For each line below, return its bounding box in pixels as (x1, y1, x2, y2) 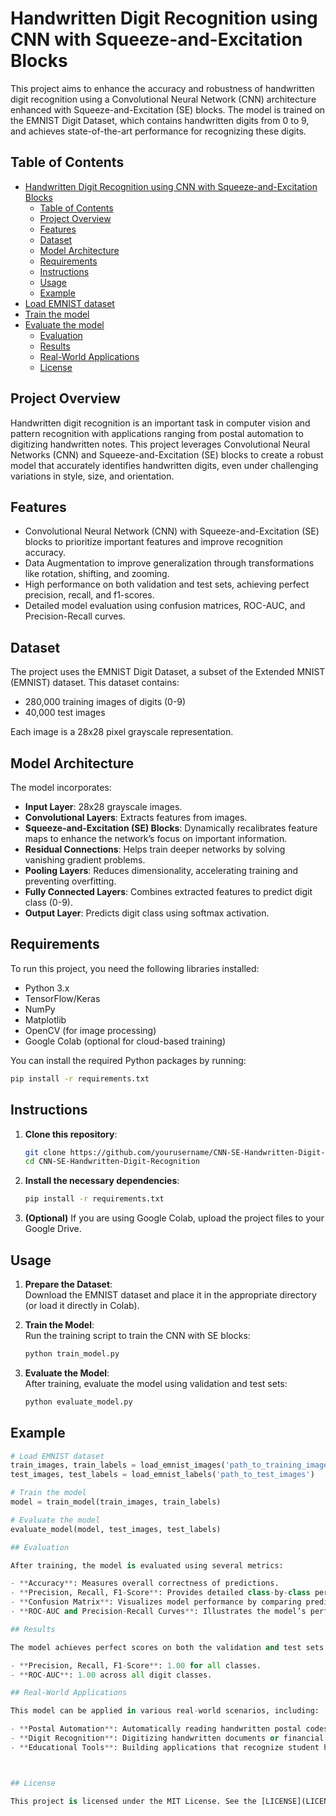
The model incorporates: (10, 782, 112, 793)
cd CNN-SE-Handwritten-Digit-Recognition (24, 1157, 200, 1167)
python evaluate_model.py (24, 1397, 133, 1407)
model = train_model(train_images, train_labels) (10, 1497, 222, 1507)
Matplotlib (24, 1013, 67, 1026)
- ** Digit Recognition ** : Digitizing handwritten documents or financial (10, 1733, 325, 1743)
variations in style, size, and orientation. (10, 470, 175, 482)
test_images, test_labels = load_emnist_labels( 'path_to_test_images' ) (10, 1470, 315, 1480)
